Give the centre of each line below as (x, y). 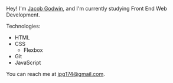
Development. (23, 15)
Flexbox (33, 50)
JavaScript (28, 62)
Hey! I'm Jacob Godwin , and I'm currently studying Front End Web (86, 9)
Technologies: (23, 26)
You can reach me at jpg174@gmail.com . (56, 74)
